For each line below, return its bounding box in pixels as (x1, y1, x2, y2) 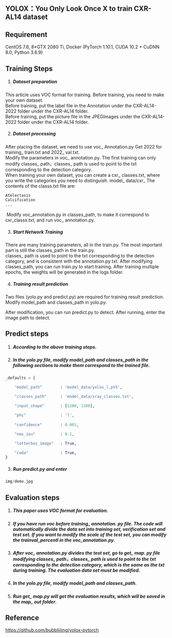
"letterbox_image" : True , (14, 441, 77, 446)
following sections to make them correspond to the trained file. (12, 362, 150, 369)
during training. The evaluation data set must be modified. (12, 567, 141, 573)
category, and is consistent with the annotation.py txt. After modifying (5, 258, 153, 264)
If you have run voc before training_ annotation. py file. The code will (12, 520, 163, 526)
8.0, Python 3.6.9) (5, 49, 43, 56)
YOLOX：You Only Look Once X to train (5, 4, 133, 13)
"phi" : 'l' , (14, 413, 74, 418)
